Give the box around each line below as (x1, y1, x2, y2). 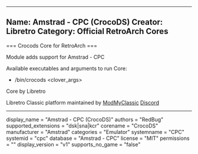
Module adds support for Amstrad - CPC (6, 53, 105, 61)
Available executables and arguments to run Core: (6, 65, 127, 72)
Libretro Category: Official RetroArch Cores (6, 26, 169, 36)
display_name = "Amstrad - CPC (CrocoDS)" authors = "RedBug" (6, 116, 164, 123)
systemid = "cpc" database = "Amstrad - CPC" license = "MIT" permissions (6, 135, 190, 142)
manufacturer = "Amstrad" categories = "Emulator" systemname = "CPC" (6, 128, 184, 135)
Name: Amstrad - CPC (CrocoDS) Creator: (6, 17, 163, 27)
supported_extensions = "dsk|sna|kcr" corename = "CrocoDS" (6, 122, 159, 129)
